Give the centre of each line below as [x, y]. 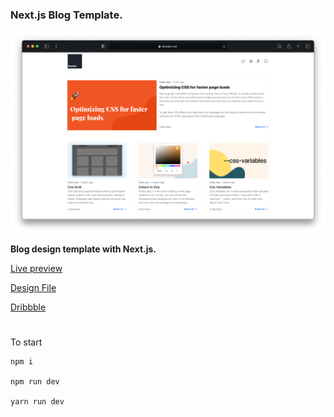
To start [26, 342]
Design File [33, 287]
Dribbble [28, 307]
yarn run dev [37, 401]
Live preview [36, 268]
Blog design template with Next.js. [83, 249]
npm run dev [35, 381]
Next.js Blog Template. [66, 15]
